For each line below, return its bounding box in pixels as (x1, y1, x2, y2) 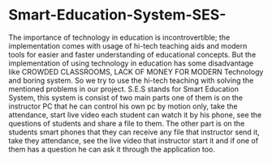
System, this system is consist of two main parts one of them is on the (8, 92, 244, 102)
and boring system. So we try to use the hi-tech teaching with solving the (8, 75, 254, 85)
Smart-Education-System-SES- (8, 6, 227, 24)
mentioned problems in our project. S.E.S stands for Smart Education (8, 83, 240, 94)
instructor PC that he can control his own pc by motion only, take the (8, 101, 238, 111)
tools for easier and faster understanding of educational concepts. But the (8, 49, 257, 59)
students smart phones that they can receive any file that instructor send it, (8, 127, 260, 137)
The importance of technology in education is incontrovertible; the (8, 32, 231, 42)
